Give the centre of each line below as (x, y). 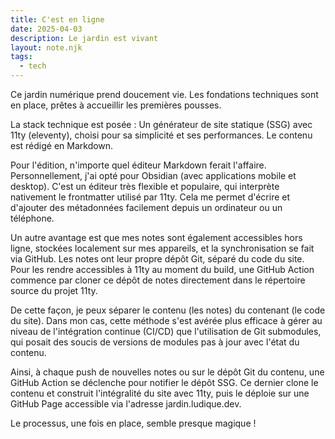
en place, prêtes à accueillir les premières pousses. (116, 105)
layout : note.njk (46, 47)
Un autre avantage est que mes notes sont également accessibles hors (156, 237)
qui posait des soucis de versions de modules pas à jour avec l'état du (155, 342)
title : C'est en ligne (57, 19)
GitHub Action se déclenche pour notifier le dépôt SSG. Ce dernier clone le (164, 382)
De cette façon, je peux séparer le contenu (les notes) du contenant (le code (168, 310)
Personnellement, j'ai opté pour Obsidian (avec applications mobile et (153, 175)
